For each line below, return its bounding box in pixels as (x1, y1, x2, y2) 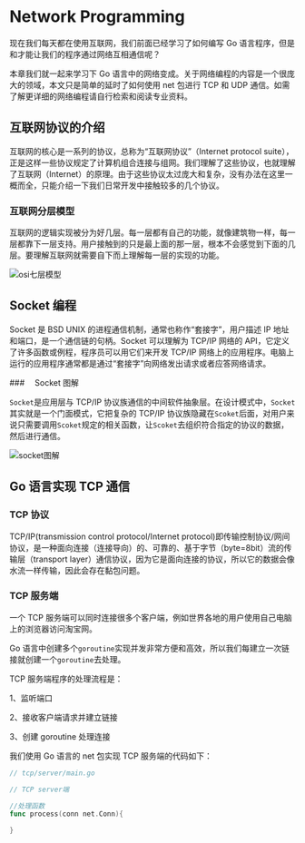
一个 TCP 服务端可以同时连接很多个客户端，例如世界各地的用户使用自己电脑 (9, 612, 292, 622)
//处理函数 (9, 801, 45, 810)
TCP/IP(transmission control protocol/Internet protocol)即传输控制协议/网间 (9, 531, 290, 542)
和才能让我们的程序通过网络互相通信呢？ (9, 48, 161, 60)
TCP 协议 (9, 508, 50, 521)
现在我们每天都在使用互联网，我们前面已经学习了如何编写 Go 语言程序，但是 (9, 37, 295, 48)
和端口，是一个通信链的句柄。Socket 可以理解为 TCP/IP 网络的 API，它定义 (9, 335, 290, 346)
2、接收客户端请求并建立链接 (9, 711, 118, 722)
